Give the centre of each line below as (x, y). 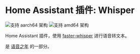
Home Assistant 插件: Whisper (70, 10)
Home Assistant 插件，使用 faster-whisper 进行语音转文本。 (67, 35)
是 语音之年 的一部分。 (28, 46)
